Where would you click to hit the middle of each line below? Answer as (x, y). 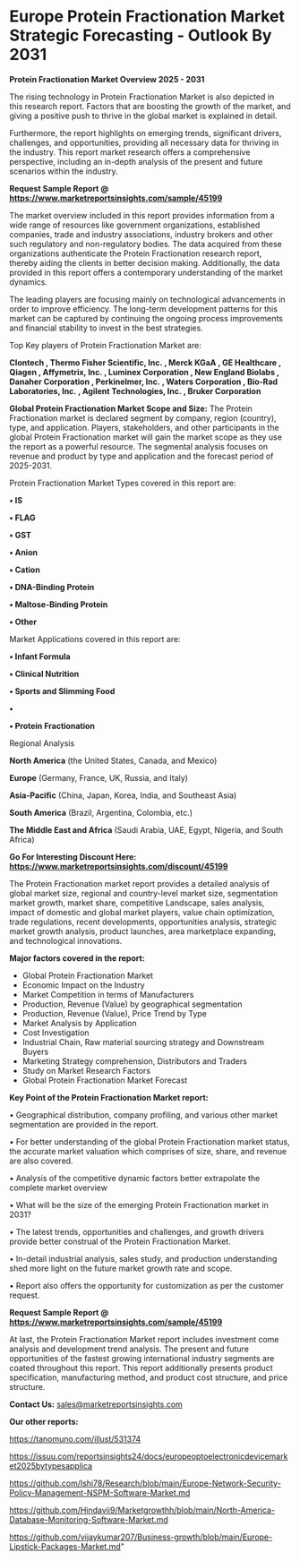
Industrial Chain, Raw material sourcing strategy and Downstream (143, 1042)
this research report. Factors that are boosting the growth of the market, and (150, 106)
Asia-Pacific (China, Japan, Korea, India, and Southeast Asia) (123, 795)
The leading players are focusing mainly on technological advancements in (147, 299)
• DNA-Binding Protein (52, 587)
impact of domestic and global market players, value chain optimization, (142, 912)
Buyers (35, 1051)
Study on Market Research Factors (86, 1070)
